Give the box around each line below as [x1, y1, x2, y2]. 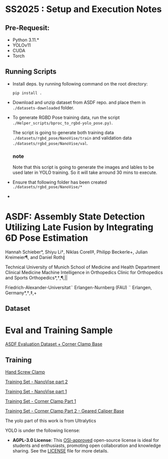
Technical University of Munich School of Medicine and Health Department [5, 264, 160, 270]
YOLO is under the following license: [5, 427, 80, 433]
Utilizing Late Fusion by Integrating [5, 222, 154, 233]
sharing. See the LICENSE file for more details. [12, 448, 109, 454]
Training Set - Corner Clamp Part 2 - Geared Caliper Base [5, 408, 124, 414]
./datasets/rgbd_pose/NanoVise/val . [12, 140, 89, 146]
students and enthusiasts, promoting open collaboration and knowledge [12, 442, 161, 448]
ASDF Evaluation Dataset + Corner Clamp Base [5, 341, 103, 347]
